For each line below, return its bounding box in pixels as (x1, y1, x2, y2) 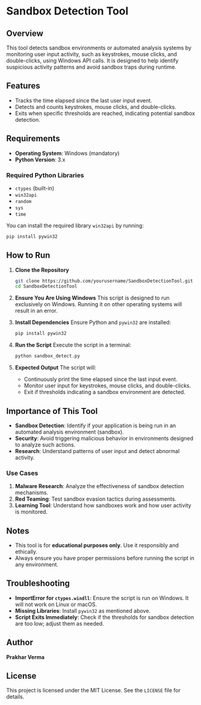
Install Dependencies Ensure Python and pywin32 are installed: (14, 319, 172, 326)
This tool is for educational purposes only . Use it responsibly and (14, 542, 179, 549)
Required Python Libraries (6, 171, 84, 179)
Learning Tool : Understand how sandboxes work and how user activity (14, 502, 191, 509)
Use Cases (6, 469, 39, 477)
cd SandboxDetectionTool (14, 283, 78, 290)
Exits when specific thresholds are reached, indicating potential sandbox (14, 110, 196, 117)
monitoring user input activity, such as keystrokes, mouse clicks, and (6, 51, 178, 58)
